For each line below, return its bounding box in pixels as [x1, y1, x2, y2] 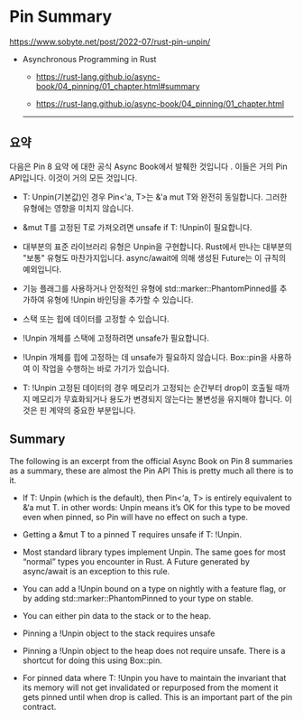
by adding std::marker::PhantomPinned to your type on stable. [22, 593, 254, 603]
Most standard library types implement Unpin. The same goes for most [22, 546, 286, 557]
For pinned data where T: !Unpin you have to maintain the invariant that [22, 672, 287, 683]
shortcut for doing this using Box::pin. [22, 655, 162, 666]
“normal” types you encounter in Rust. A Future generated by [22, 556, 251, 566]
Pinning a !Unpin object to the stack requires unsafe [22, 628, 216, 639]
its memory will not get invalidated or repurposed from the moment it [22, 682, 279, 693]
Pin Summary [9, 6, 113, 27]
